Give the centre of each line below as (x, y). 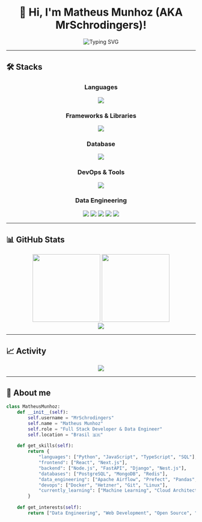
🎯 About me (29, 393)
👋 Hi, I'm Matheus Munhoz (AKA (101, 12)
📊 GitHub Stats (35, 240)
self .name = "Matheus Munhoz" (66, 423)
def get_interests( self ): (50, 508)
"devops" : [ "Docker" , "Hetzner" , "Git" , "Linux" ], (103, 485)
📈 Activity (26, 351)
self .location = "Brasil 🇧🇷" (66, 435)
